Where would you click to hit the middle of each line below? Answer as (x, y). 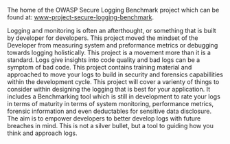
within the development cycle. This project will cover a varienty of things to (113, 82)
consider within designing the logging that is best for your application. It (109, 89)
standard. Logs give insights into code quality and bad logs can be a (104, 60)
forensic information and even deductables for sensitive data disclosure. (109, 111)
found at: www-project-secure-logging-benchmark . (81, 17)
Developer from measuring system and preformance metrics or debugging (113, 45)
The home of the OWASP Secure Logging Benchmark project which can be (113, 10)
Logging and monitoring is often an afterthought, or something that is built (112, 31)
